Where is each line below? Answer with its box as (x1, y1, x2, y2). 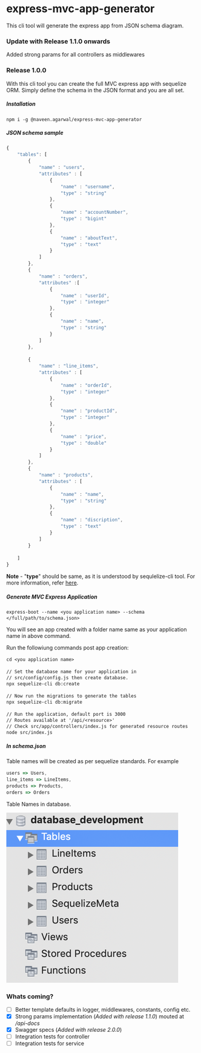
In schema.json (6, 742, 47, 749)
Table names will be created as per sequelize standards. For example (6, 758, 179, 765)
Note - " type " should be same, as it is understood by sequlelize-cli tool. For (6, 573, 196, 580)
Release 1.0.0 (6, 66, 47, 75)
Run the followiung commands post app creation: (6, 644, 129, 651)
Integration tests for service (15, 1040, 85, 1047)
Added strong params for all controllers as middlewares (6, 51, 145, 58)
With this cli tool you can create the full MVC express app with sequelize (6, 80, 186, 87)
